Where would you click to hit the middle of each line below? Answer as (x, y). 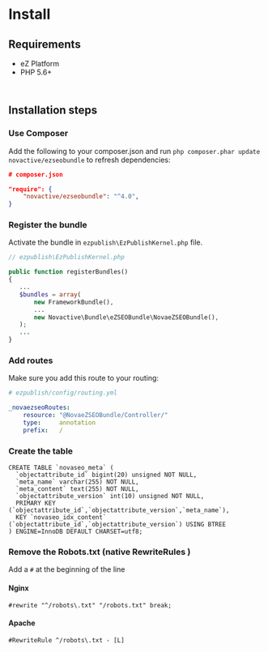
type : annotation (59, 423)
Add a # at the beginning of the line (67, 569)
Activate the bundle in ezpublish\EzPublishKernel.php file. (106, 242)
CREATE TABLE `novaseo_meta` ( (61, 468)
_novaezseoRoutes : (39, 408)
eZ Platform (40, 64)
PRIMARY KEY (36, 503)
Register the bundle (48, 225)
